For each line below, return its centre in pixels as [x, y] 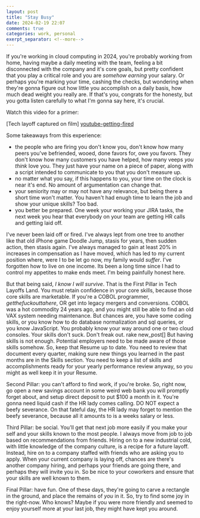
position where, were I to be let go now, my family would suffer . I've [89, 260]
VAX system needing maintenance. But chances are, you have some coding [99, 316]
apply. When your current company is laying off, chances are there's [90, 459]
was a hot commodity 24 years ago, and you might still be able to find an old [100, 309]
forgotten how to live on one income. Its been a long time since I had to [93, 266]
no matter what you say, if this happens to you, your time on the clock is [103, 179]
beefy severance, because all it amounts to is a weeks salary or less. [90, 416]
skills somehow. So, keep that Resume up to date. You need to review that [97, 347]
